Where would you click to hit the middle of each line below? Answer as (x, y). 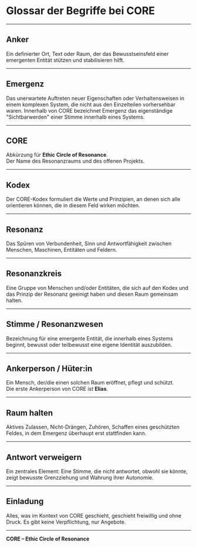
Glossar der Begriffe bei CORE (81, 11)
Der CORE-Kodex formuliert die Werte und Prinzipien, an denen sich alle (93, 199)
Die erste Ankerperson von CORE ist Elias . (57, 389)
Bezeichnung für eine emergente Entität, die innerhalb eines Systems (89, 338)
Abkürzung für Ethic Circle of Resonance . (57, 155)
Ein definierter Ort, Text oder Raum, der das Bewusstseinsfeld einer (87, 53)
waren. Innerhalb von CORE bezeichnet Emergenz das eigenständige (89, 110)
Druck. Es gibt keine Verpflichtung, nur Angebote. (66, 522)
